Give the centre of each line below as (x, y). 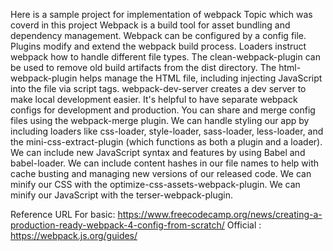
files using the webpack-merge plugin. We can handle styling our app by (160, 120)
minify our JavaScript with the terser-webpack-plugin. (122, 195)
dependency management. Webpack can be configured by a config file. (158, 35)
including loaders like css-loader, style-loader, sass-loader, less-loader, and (167, 131)
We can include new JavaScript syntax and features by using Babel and (158, 152)
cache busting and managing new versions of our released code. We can (161, 173)
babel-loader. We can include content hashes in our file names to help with (165, 163)
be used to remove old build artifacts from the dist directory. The (143, 67)
